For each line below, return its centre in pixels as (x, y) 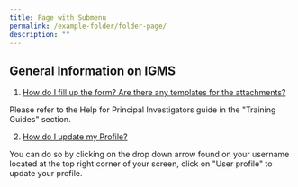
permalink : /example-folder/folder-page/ (88, 26)
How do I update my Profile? (75, 137)
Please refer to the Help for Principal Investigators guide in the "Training (143, 110)
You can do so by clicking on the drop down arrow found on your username (149, 155)
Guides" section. (40, 120)
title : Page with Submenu (58, 18)
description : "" (40, 34)
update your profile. (46, 174)
